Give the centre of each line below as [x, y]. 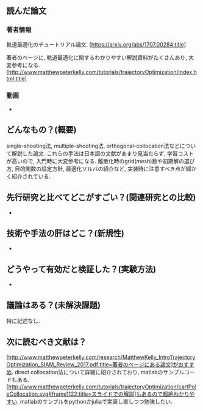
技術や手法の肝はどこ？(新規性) [66, 233]
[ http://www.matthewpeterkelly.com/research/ [65, 357]
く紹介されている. [28, 176]
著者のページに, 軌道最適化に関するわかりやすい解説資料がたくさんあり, [97, 57]
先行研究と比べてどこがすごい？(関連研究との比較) [101, 198]
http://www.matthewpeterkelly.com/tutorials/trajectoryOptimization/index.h [102, 72]
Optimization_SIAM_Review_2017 [47, 364]
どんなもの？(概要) [41, 130]
